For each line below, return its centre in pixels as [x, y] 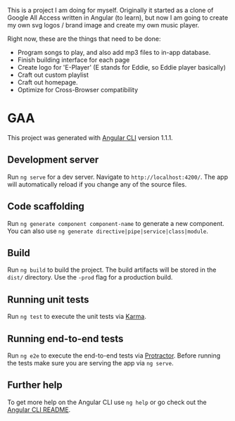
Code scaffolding [46, 207]
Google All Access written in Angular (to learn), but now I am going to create [118, 18]
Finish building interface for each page [74, 60]
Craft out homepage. [48, 82]
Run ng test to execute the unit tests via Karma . [77, 317]
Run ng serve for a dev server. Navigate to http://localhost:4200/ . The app [118, 177]
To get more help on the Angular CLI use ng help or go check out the [107, 402]
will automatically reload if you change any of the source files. [97, 184]
